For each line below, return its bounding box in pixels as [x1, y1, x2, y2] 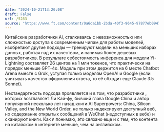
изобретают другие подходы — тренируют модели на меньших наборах [5, 44, 157, 50]
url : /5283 [5, 16, 27, 21]
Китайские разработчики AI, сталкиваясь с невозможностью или [5, 34, 143, 40]
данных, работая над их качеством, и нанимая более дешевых [5, 50, 137, 56]
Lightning [5, 60, 24, 66]
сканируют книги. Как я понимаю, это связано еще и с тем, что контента [5, 116, 158, 122]
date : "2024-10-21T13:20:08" [5, 7, 64, 12]
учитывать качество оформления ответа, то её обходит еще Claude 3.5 [5, 76, 154, 82]
